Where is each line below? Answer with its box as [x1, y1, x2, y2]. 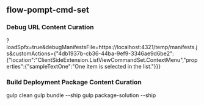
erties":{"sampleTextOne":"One [6, 63, 86, 70]
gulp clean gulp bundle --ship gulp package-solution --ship [6, 91, 156, 99]
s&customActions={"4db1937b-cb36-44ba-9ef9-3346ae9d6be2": [6, 50, 174, 57]
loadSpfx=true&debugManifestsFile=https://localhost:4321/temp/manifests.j [6, 43, 197, 50]
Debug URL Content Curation [6, 23, 94, 32]
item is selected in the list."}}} [86, 63, 161, 70]
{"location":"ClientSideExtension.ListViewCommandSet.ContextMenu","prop [6, 56, 198, 63]
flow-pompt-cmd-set [6, 5, 90, 15]
